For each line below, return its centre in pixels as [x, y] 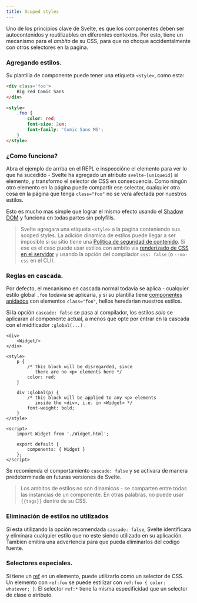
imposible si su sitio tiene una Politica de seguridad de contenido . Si [103, 241]
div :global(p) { [38, 393]
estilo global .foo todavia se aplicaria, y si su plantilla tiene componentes [94, 295]
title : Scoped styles [33, 12]
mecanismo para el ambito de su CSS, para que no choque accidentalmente [98, 41]
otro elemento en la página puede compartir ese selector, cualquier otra [93, 187]
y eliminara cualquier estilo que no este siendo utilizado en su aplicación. [95, 535]
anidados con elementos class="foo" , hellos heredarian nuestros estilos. [94, 301]
